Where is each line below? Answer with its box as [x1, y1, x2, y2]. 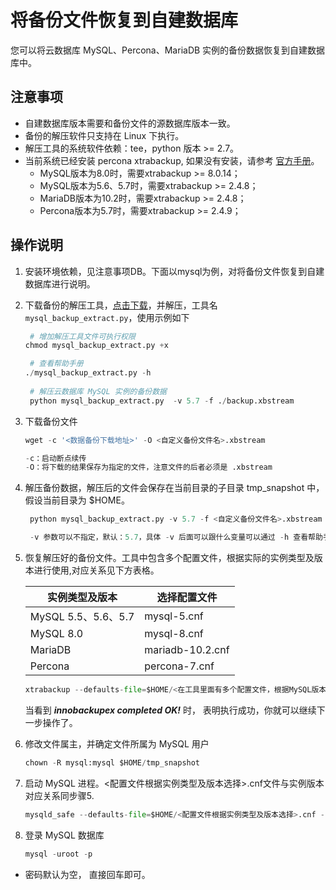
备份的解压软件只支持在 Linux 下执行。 [24, 129, 185, 141]
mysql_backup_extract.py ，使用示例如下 [24, 311, 190, 323]
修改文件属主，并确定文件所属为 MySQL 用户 [24, 737, 210, 750]
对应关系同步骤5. [24, 789, 95, 801]
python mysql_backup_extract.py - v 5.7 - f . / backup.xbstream [29, 396, 295, 406]
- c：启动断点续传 [24, 453, 87, 463]
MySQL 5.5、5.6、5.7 [29, 610, 135, 624]
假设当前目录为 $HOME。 [24, 494, 130, 506]
